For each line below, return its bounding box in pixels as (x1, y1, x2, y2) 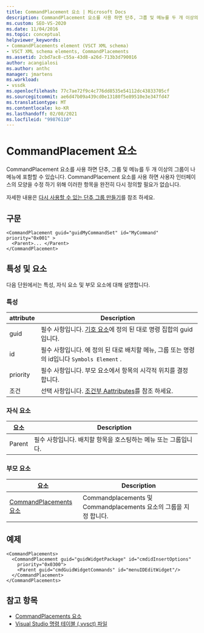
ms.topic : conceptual (6, 32, 61, 38)
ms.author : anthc (6, 65, 50, 72)
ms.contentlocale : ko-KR (6, 105, 69, 111)
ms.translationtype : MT (6, 99, 67, 105)
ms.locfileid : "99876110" (6, 116, 72, 122)
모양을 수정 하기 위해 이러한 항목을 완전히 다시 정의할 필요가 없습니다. (17, 181, 181, 189)
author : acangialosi (6, 60, 59, 66)
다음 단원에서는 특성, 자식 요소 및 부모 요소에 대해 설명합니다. (6, 281, 151, 288)
